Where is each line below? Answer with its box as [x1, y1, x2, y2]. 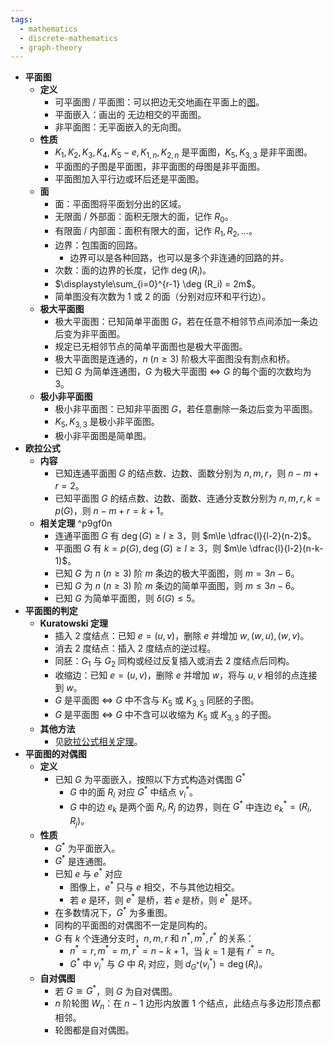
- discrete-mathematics [19, 33, 118, 43]
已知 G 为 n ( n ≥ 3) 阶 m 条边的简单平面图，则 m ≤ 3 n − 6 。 [54, 580, 300, 592]
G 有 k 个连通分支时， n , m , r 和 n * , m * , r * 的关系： [54, 930, 255, 944]
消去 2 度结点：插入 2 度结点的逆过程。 [54, 642, 217, 655]
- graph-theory [19, 42, 83, 53]
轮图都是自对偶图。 [54, 1024, 135, 1036]
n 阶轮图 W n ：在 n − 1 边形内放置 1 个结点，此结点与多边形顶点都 [54, 997, 321, 1012]
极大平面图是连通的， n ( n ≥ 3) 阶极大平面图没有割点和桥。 [54, 353, 296, 365]
